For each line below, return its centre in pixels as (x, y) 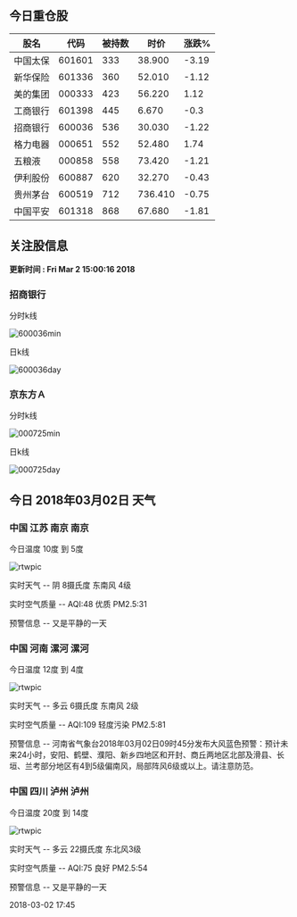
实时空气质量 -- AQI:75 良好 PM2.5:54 (79, 868)
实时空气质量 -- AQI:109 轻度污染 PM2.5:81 (88, 725)
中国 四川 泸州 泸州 (49, 791)
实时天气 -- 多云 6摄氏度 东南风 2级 (74, 706)
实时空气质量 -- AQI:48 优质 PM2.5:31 (78, 604)
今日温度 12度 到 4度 (47, 670)
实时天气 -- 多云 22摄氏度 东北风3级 (75, 849)
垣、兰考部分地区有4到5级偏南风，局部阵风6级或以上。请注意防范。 (134, 766)
